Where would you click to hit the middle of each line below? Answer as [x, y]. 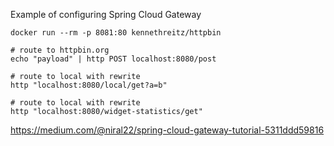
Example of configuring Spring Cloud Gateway [106, 14]
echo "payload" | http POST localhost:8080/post [113, 59]
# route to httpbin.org [60, 50]
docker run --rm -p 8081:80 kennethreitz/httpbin [116, 33]
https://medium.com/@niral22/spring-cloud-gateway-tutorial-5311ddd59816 [167, 130]
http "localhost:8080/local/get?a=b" [89, 85]
